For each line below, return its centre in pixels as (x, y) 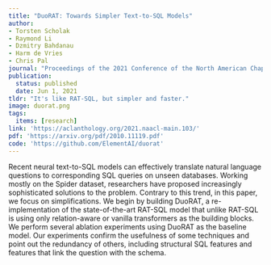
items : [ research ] (47, 121)
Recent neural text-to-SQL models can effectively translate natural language (135, 166)
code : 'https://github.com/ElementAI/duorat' (86, 143)
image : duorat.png (39, 106)
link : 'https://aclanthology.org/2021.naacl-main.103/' (104, 128)
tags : (17, 114)
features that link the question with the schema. (88, 252)
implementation (34, 209)
